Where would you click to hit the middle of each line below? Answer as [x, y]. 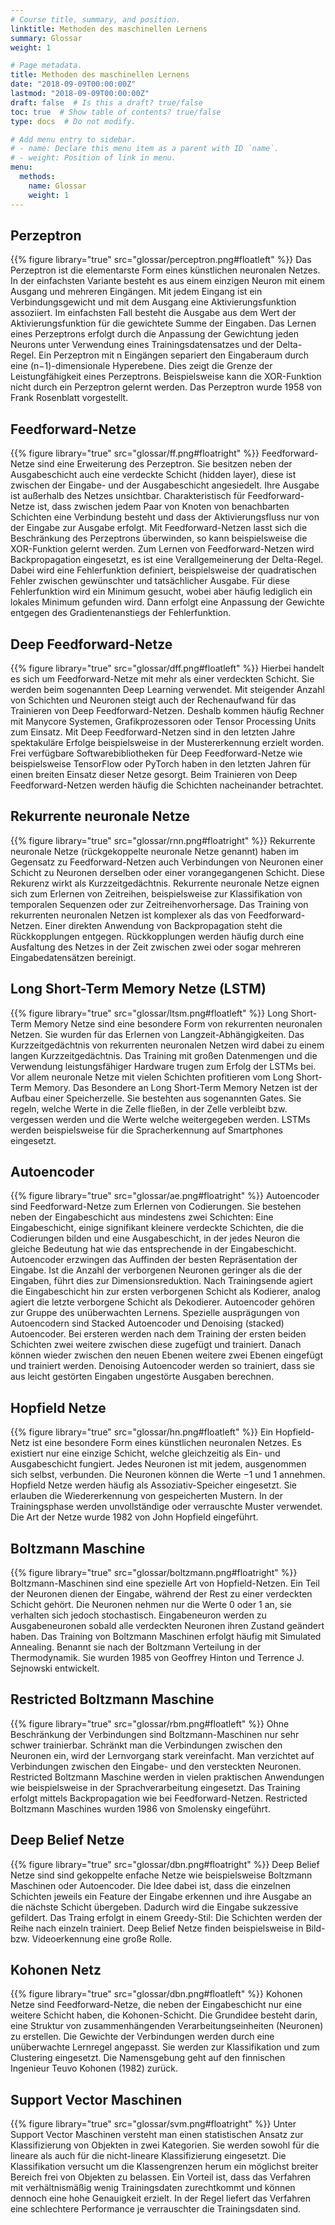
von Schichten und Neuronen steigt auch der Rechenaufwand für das [153, 700]
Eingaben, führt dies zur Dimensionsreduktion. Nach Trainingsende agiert [161, 1281]
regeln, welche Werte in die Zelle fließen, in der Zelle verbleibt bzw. [149, 1108]
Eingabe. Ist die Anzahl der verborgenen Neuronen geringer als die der [156, 1270]
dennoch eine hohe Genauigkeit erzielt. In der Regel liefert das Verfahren [160, 2198]
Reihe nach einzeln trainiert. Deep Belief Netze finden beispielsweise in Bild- [168, 1928]
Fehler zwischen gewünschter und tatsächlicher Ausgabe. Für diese [150, 581]
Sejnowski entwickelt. [55, 1668]
